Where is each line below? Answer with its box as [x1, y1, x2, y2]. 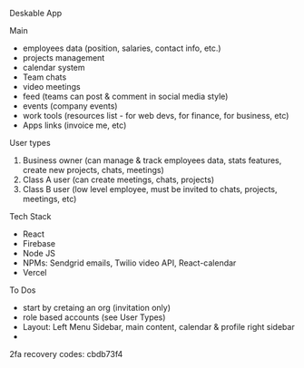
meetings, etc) [22, 194, 77, 204]
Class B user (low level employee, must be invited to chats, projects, [22, 184, 279, 194]
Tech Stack [9, 211, 52, 221]
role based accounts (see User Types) [22, 312, 166, 323]
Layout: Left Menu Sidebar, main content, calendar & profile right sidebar [22, 322, 295, 332]
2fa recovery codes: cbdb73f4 [9, 349, 123, 359]
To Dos [9, 285, 36, 295]
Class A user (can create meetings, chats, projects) [22, 174, 215, 185]
